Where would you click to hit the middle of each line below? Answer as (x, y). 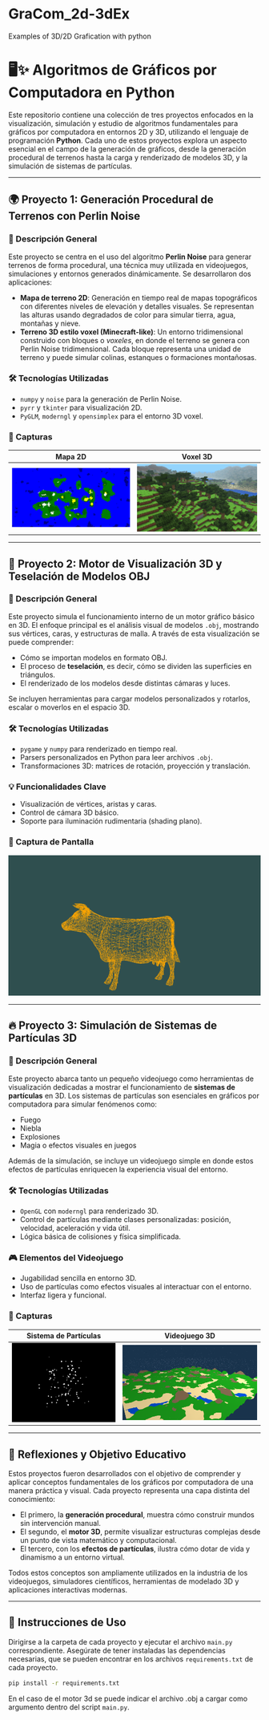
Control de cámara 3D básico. (69, 813)
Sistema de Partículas (64, 1336)
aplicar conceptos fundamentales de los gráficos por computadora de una (131, 1482)
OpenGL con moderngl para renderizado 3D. (89, 1211)
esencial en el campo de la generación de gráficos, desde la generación (127, 148)
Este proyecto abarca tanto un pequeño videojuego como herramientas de (131, 1079)
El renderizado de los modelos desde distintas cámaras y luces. (125, 683)
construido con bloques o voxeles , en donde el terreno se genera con (134, 340)
